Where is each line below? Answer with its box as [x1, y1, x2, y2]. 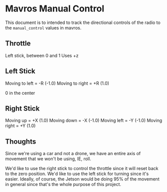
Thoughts [5, 137, 36, 146]
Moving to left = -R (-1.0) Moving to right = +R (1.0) [5, 80, 110, 86]
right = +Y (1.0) [5, 123, 36, 129]
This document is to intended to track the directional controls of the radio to [5, 19, 161, 25]
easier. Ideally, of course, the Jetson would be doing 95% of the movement [5, 176, 160, 182]
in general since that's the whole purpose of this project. [5, 182, 121, 188]
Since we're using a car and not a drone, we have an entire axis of [5, 151, 141, 157]
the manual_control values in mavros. [5, 24, 82, 30]
